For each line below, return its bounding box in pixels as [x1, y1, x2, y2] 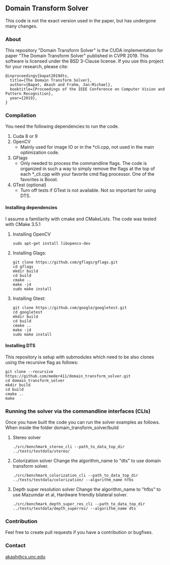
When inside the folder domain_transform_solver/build [5, 425, 119, 431]
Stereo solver [12, 435, 41, 441]
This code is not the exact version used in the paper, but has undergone [5, 17, 156, 23]
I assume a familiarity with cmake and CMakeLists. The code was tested [5, 216, 157, 222]
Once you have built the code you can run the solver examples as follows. [5, 419, 160, 426]
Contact [5, 542, 26, 549]
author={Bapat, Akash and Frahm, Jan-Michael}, [10, 82, 113, 88]
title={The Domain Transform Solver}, [10, 78, 93, 83]
